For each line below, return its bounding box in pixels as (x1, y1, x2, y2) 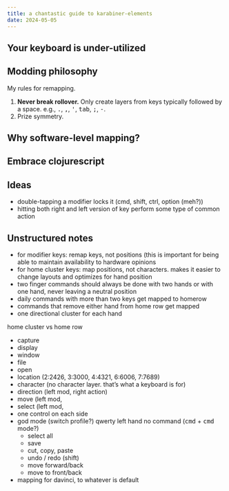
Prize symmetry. (17, 112, 64, 120)
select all (27, 432, 53, 440)
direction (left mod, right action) (17, 388, 108, 396)
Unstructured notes (7, 232, 94, 244)
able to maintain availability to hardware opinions (17, 258, 157, 266)
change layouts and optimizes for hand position (17, 272, 152, 281)
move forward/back (27, 461, 84, 470)
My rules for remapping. (7, 84, 76, 92)
